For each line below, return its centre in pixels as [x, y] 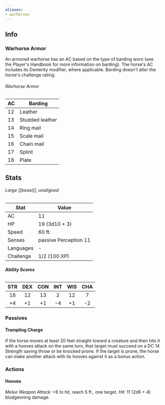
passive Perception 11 [64, 240]
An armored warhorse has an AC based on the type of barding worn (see [80, 59]
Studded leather [38, 120]
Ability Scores [20, 270]
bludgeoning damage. [27, 397]
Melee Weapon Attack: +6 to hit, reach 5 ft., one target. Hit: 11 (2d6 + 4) [78, 392]
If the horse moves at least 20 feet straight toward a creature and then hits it [83, 341]
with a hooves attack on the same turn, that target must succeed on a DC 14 [82, 346]
